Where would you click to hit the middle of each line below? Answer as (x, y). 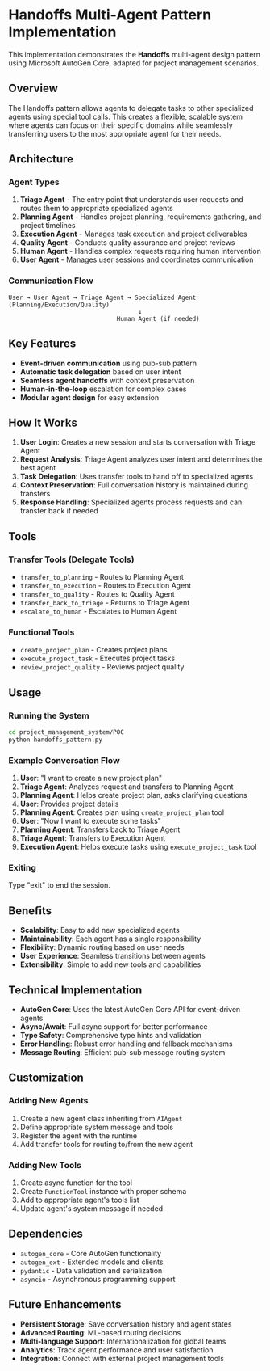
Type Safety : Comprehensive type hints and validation (111, 1035)
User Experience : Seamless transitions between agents (112, 956)
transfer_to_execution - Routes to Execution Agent (106, 586)
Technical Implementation (75, 990)
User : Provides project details (69, 804)
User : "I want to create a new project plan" (91, 778)
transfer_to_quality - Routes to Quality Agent (97, 594)
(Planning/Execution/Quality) (59, 305)
